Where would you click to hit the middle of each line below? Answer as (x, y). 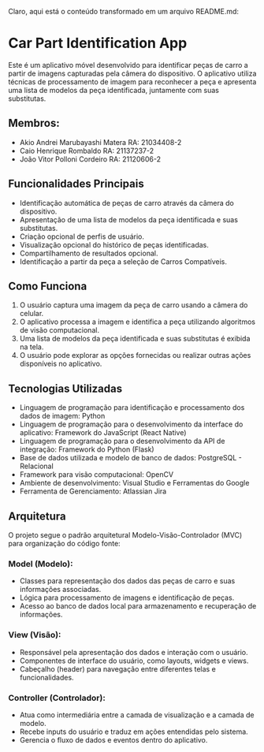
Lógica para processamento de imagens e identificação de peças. (127, 598)
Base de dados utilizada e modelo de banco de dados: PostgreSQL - (131, 458)
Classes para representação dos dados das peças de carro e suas (127, 581)
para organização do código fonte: (64, 544)
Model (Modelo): (41, 564)
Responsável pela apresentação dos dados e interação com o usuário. (134, 652)
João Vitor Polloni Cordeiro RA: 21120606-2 (90, 159)
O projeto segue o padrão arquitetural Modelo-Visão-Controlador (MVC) (125, 535)
